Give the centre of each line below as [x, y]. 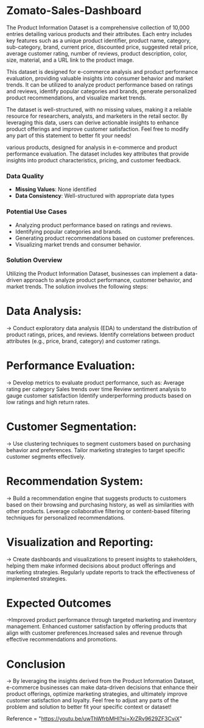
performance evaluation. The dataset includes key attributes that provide [98, 154]
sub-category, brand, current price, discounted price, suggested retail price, [102, 47]
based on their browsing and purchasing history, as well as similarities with [100, 505]
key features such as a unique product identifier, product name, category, [99, 40]
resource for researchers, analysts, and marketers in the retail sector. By [97, 116]
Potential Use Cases [37, 212]
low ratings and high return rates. [48, 402]
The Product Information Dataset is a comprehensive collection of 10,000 [98, 27]
